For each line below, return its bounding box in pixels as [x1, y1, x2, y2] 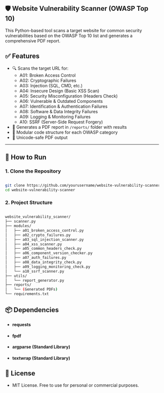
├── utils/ [5, 273, 27, 278]
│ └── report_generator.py [5, 278, 64, 283]
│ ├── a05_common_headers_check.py [5, 246, 82, 251]
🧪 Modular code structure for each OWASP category [12, 129, 118, 135]
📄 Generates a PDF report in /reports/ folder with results [12, 124, 127, 130]
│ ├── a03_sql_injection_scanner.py [5, 237, 84, 242]
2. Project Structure [5, 199, 53, 206]
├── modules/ [5, 224, 32, 229]
